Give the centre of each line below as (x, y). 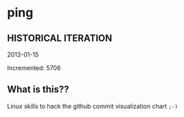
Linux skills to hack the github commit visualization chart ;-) (93, 106)
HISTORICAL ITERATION (60, 38)
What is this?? (38, 90)
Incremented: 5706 (34, 68)
